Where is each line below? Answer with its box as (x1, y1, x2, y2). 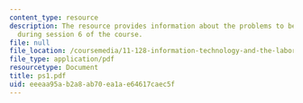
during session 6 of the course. (17, 30, 143, 39)
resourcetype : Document (9, 64, 99, 73)
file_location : (9, 47, 67, 56)
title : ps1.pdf (9, 72, 67, 81)
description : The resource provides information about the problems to (9, 21, 284, 30)
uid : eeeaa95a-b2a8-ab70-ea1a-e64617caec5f (9, 80, 176, 89)
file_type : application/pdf (9, 55, 115, 64)
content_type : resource (9, 13, 99, 22)
